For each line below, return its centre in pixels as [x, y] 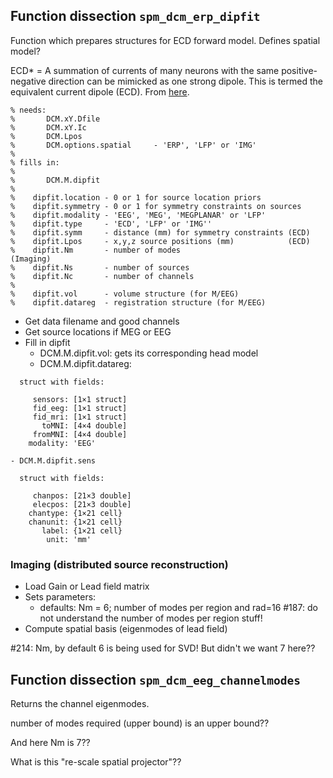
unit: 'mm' [69, 539]
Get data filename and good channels [102, 321]
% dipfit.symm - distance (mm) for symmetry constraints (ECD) [160, 232]
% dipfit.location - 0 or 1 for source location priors [136, 197]
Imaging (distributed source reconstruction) [119, 564]
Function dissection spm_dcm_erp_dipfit [135, 16]
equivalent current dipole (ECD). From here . [100, 91]
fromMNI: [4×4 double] [80, 434]
